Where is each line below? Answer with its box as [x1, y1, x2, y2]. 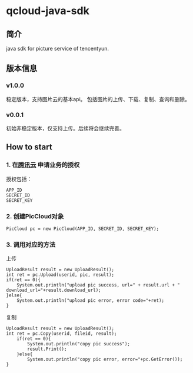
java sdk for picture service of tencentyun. [6, 45, 109, 52]
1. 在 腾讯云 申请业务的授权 [6, 161, 80, 169]
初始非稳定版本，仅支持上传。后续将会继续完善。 [6, 125, 125, 132]
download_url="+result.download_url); [6, 287, 101, 294]
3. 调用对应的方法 [6, 240, 56, 248]
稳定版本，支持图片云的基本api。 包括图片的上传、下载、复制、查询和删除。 [6, 95, 190, 102]
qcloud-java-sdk [6, 4, 89, 18]
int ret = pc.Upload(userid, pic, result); [6, 272, 115, 278]
